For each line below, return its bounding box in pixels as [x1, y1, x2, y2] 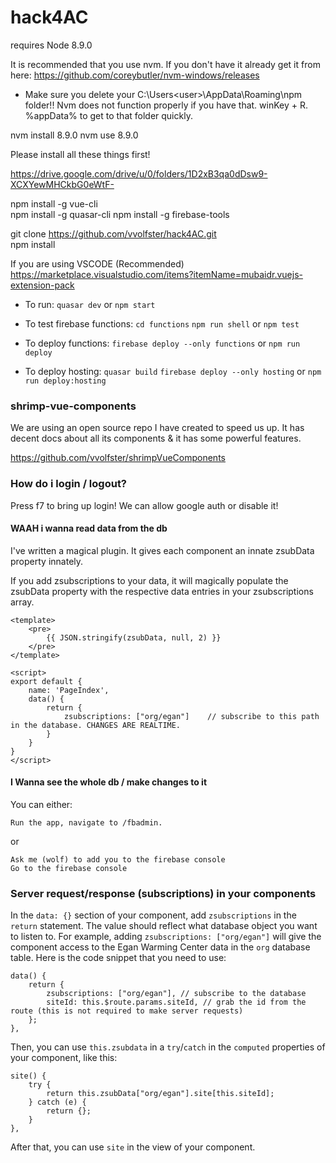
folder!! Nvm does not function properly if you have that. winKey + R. [24, 99, 308, 111]
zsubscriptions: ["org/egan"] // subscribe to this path [63, 711, 320, 721]
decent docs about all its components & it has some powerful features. [10, 432, 302, 445]
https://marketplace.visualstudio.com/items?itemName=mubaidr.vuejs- [10, 268, 303, 280]
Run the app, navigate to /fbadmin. [10, 817, 163, 828]
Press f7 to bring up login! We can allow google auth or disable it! [10, 499, 279, 511]
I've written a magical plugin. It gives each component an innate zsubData [10, 544, 315, 556]
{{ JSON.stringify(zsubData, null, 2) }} [46, 632, 222, 643]
